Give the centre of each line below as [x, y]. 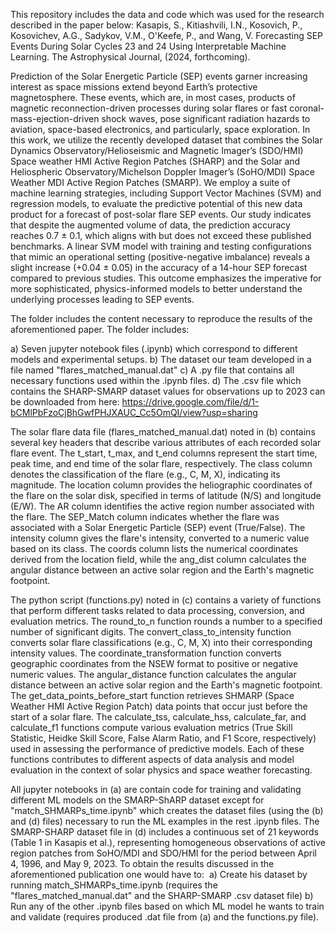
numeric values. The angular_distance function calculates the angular [153, 674]
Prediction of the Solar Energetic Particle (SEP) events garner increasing [159, 76]
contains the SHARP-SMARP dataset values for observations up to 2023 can [168, 391]
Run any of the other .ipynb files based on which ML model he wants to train [167, 906]
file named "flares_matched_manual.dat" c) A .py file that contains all [152, 370]
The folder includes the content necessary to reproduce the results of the [161, 318]
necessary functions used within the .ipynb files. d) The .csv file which [156, 380]
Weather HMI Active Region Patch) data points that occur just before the [159, 706]
